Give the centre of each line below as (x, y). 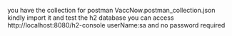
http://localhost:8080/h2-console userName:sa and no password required (116, 25)
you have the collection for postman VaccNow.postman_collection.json (111, 10)
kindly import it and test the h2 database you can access (91, 18)
